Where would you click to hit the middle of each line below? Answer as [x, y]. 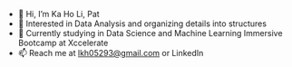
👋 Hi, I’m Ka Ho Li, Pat [58, 14]
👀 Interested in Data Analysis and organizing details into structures [142, 24]
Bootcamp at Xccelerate [63, 43]
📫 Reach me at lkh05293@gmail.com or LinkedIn [111, 53]
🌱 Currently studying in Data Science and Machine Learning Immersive [150, 33]
